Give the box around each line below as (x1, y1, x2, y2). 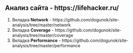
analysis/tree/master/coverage (12, 32, 74, 38)
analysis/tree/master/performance (12, 42, 81, 48)
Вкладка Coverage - (12, 27, 54, 33)
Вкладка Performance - (12, 37, 61, 43)
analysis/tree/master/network (12, 22, 71, 28)
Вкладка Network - (12, 17, 52, 22)
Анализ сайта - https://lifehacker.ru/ (5, 4, 119, 12)
